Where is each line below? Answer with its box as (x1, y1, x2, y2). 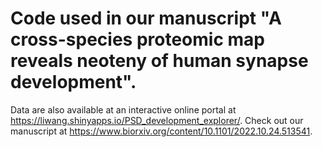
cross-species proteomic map (10, 28, 265, 51)
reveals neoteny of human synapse (10, 50, 309, 72)
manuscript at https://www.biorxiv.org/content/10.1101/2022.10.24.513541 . (10, 125, 313, 137)
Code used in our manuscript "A (10, 7, 282, 30)
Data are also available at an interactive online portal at (10, 103, 237, 116)
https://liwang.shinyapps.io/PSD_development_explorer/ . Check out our (10, 114, 304, 126)
